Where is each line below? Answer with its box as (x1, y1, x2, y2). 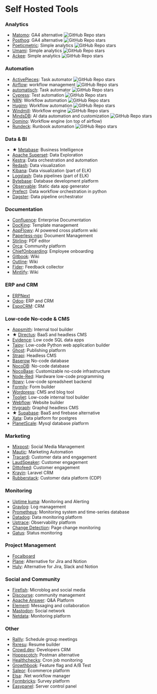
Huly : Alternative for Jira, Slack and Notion (12, 563, 98, 569)
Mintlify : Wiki (12, 269, 39, 275)
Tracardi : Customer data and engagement (12, 454, 97, 460)
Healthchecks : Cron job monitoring (12, 657, 83, 663)
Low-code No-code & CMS (5, 315, 70, 322)
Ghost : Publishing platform (12, 347, 66, 353)
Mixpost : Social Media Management (12, 444, 85, 450)
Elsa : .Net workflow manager (12, 673, 71, 679)
